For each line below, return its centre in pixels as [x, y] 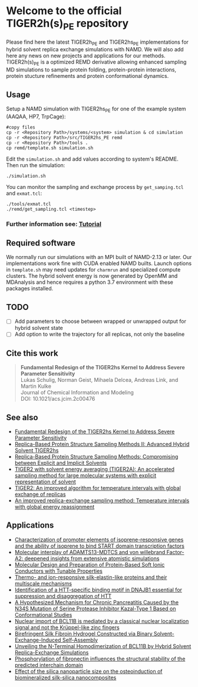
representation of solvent [45, 482]
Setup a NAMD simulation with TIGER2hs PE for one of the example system [96, 109]
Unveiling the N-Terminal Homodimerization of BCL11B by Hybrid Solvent [103, 646]
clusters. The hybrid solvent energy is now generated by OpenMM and [92, 276]
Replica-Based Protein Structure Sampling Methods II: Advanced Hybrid [102, 444]
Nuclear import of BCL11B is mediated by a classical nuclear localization [102, 621]
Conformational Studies [43, 614]
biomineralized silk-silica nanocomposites [65, 678]
